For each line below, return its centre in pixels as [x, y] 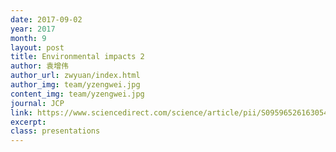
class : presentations [55, 131]
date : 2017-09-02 [46, 19]
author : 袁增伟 [39, 66]
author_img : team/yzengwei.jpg [75, 85]
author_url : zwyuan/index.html [75, 76]
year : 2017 [33, 29]
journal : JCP [37, 103]
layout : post [37, 47]
